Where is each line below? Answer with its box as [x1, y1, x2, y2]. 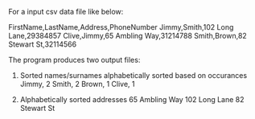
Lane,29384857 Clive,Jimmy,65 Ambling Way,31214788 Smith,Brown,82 [8, 31, 247, 40]
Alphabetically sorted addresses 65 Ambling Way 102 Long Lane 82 [19, 95, 245, 104]
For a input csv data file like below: [8, 7, 124, 16]
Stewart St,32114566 [8, 39, 77, 49]
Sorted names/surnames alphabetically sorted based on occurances [19, 71, 248, 80]
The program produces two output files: [8, 55, 141, 64]
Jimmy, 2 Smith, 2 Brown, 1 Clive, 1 [19, 80, 135, 88]
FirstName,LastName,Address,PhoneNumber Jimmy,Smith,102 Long [8, 23, 234, 31]
